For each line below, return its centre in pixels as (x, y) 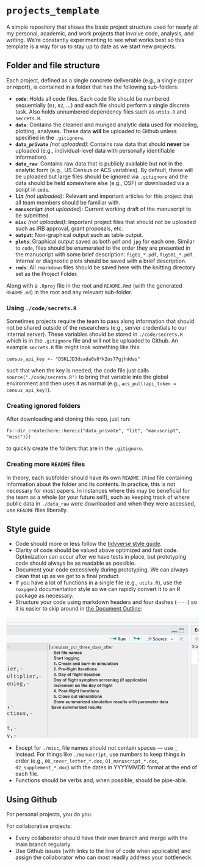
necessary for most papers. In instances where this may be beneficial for (98, 490)
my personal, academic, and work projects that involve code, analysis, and (100, 33)
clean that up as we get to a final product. (67, 576)
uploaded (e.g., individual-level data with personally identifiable (95, 150)
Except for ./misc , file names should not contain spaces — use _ (96, 748)
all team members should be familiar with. (68, 202)
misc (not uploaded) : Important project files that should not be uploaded (106, 222)
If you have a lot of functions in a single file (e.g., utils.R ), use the (99, 582)
